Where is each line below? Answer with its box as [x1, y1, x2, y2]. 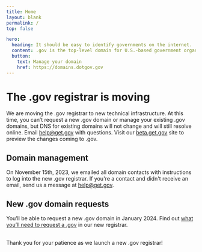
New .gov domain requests [6, 199, 109, 209]
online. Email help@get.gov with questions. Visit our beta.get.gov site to [6, 129, 185, 136]
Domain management [6, 152, 88, 163]
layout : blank [6, 14, 42, 20]
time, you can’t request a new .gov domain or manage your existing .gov [6, 116, 185, 124]
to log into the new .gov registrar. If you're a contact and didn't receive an [6, 175, 188, 182]
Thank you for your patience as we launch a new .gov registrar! [6, 239, 164, 247]
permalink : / [6, 20, 39, 26]
